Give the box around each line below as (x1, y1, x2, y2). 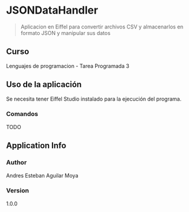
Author (6, 158, 27, 166)
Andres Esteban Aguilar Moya (6, 172, 79, 179)
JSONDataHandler (6, 4, 99, 17)
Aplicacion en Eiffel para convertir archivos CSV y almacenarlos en (20, 23, 184, 30)
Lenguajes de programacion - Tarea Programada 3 (6, 62, 130, 69)
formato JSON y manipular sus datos (20, 29, 111, 36)
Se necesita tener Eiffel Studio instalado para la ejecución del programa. (6, 95, 182, 102)
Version (6, 187, 30, 195)
